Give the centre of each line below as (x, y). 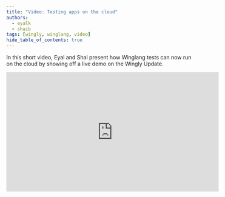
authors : (17, 18)
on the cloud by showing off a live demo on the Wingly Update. (85, 64)
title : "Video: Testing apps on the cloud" (62, 12)
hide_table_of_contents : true (45, 40)
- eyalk (22, 23)
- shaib (22, 29)
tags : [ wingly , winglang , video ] (49, 35)
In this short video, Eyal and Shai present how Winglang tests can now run (99, 57)
